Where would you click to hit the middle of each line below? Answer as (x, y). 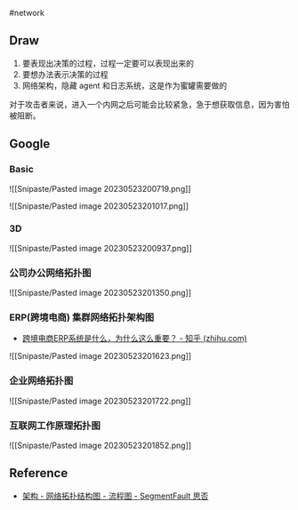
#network (27, 13)
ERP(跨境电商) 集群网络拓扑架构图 (82, 317)
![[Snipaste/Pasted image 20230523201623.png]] (101, 356)
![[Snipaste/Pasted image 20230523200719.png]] (100, 188)
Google (30, 144)
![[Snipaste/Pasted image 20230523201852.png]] (101, 445)
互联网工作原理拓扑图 (55, 426)
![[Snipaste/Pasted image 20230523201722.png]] (100, 401)
